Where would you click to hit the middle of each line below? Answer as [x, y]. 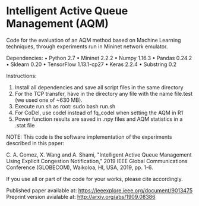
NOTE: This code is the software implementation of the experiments [89, 137]
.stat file [25, 125]
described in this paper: [35, 143]
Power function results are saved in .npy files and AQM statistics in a [99, 119]
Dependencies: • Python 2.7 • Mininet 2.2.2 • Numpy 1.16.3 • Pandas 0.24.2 [99, 58]
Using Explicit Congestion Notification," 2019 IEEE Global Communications [97, 161]
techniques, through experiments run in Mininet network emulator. [87, 46]
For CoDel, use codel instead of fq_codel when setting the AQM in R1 [99, 113]
